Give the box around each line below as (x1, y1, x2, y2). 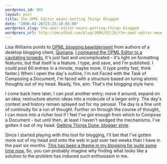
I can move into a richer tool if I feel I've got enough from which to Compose (5, 112, 162, 117)
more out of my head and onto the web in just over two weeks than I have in (5, 137, 161, 143)
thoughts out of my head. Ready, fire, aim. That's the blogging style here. (5, 81, 155, 87)
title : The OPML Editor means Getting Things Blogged (5, 16, 119, 21)
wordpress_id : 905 (5, 7, 43, 12)
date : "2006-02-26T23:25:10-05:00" (5, 21, 79, 26)
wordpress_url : (5, 30, 37, 35)
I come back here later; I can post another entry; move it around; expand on (5, 90, 160, 96)
